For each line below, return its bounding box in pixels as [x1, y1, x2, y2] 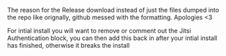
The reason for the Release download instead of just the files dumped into [7, 6, 220, 14]
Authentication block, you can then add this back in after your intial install [7, 34, 218, 42]
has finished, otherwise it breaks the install [7, 41, 130, 49]
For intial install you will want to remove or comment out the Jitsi [7, 27, 191, 35]
